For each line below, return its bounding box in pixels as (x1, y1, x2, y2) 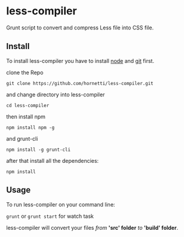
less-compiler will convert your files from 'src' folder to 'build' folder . (6, 224, 179, 231)
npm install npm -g (6, 124, 55, 130)
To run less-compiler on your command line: (6, 200, 115, 208)
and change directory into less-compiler (6, 91, 105, 98)
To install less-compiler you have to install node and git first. (6, 57, 154, 64)
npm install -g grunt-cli (6, 147, 70, 153)
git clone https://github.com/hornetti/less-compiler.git (6, 80, 154, 86)
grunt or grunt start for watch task (6, 212, 94, 220)
